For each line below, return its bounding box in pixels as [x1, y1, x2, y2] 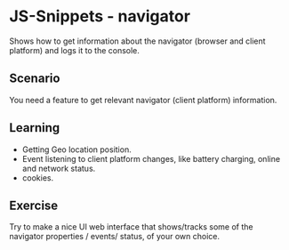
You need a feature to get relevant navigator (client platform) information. [9, 94, 277, 105]
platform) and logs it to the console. [9, 44, 140, 55]
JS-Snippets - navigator [9, 6, 191, 27]
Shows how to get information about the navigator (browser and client [9, 36, 266, 46]
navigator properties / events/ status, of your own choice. [9, 231, 221, 242]
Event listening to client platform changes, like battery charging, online [21, 153, 281, 164]
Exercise [9, 198, 59, 213]
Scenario [9, 71, 60, 86]
